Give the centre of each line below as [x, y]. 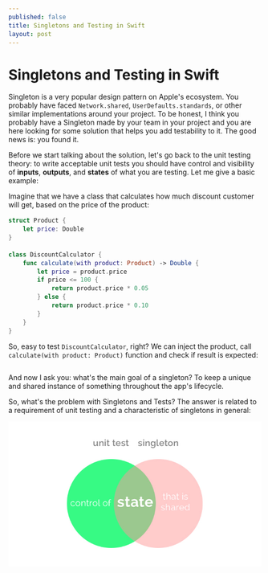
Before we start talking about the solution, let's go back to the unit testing [130, 155]
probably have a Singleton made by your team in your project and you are [130, 123]
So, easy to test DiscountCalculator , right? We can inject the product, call [130, 346]
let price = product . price [82, 272]
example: [23, 181]
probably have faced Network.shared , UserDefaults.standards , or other [125, 105]
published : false [37, 17]
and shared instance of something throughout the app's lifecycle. [116, 386]
